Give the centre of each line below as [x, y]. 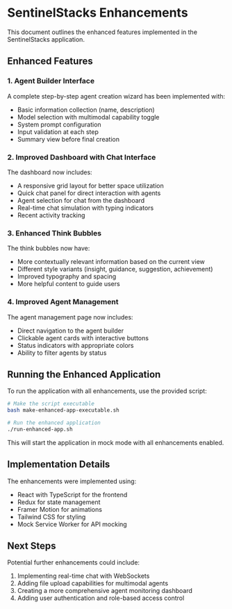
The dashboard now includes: [50, 172]
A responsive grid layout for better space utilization [91, 185]
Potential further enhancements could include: [74, 562]
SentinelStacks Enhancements [98, 13]
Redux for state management [59, 502]
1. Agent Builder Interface [51, 81]
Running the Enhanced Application [84, 374]
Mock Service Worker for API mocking [72, 524]
